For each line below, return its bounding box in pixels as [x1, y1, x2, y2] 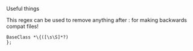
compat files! [6, 23, 39, 30]
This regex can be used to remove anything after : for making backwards [6, 17, 187, 23]
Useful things [6, 5, 40, 12]
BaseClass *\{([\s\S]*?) [6, 34, 69, 40]
